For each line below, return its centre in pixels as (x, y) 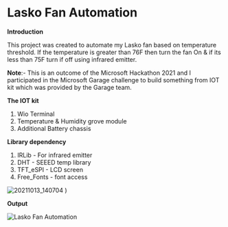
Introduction (25, 32)
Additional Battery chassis (54, 128)
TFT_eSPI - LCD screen (50, 169)
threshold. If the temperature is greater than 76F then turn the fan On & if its (114, 52)
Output (18, 203)
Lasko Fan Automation (72, 13)
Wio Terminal (36, 114)
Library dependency (37, 141)
